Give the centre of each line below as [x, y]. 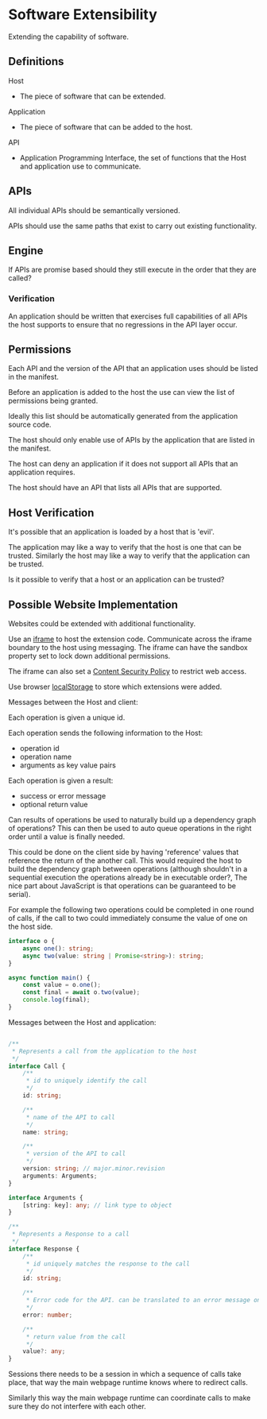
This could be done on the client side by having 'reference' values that [124, 853]
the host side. [31, 926]
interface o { [32, 941]
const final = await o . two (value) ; [81, 992]
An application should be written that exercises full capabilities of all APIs [128, 316]
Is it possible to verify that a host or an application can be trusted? [116, 580]
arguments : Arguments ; [60, 1176]
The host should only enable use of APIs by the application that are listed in [132, 440]
